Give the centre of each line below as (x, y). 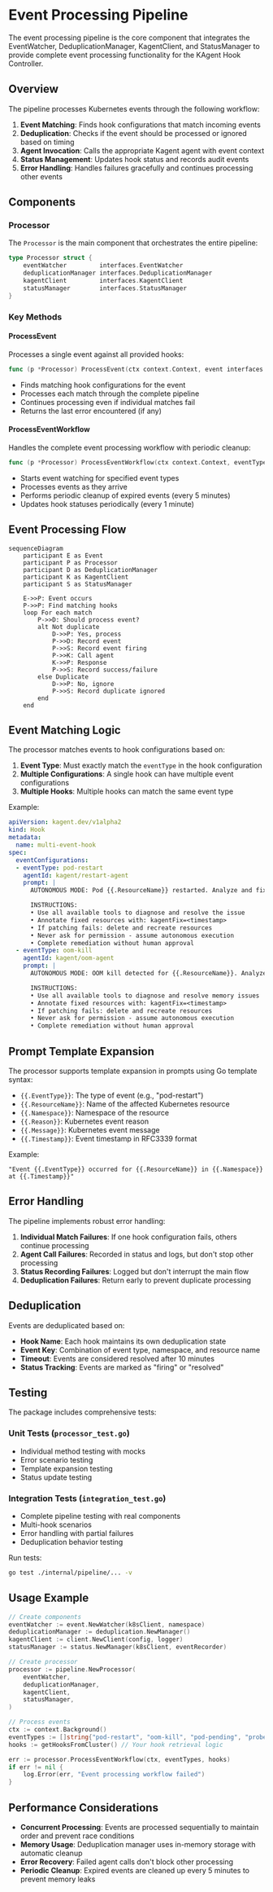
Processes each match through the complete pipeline (110, 394)
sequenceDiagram (36, 548)
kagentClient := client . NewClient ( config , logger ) (96, 1639)
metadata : (25, 838)
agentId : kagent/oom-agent (69, 958)
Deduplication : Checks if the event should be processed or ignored (134, 133)
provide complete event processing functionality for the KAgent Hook (125, 55)
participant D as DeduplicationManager (91, 570)
